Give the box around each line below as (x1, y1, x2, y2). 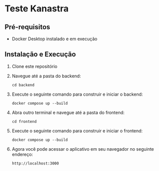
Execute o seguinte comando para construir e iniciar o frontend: (11, 127, 143, 134)
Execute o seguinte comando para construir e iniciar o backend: (11, 91, 143, 97)
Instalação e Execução (4, 50, 76, 58)
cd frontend (11, 119, 37, 124)
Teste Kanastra (4, 3, 69, 14)
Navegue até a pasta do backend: (11, 73, 81, 79)
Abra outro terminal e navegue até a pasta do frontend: (11, 110, 125, 115)
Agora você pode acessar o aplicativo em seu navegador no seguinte (11, 146, 155, 152)
